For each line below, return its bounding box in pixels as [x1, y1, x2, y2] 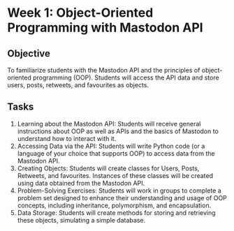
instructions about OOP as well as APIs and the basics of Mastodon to [17, 127, 219, 135]
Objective [7, 47, 51, 59]
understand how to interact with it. [17, 134, 117, 142]
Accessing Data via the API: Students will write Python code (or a [17, 142, 205, 150]
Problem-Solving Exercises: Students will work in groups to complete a [17, 186, 221, 195]
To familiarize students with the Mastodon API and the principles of [7, 66, 200, 74]
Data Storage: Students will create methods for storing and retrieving [17, 208, 216, 217]
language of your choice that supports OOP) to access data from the [17, 149, 215, 158]
